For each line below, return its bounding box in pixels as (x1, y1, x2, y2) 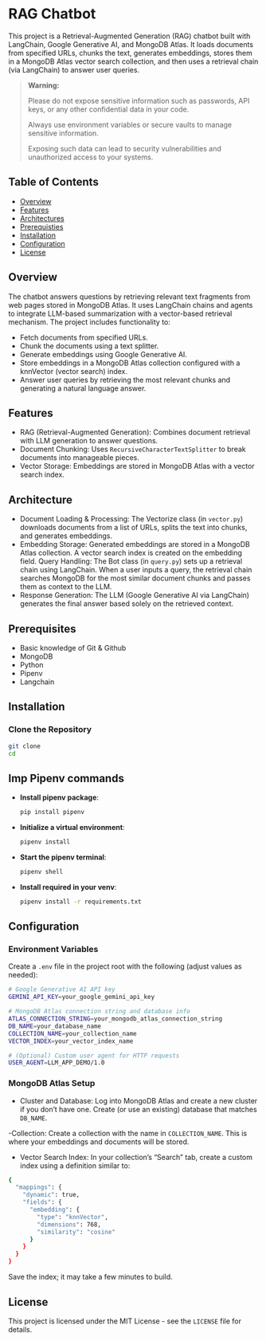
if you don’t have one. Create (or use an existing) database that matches (19, 1104, 257, 1114)
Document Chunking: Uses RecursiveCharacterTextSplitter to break (19, 444, 246, 454)
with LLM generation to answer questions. (19, 436, 158, 446)
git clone (8, 742, 41, 750)
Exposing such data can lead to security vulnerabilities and (27, 144, 221, 153)
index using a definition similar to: (19, 1161, 131, 1170)
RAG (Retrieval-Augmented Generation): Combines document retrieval (19, 427, 251, 437)
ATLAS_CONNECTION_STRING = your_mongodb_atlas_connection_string (8, 1015, 223, 1023)
